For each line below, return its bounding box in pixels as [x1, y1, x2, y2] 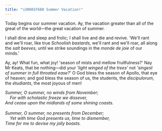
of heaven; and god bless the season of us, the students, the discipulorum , [5, 75, 154, 81]
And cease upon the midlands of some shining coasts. [5, 100, 114, 105]
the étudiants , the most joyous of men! [5, 80, 82, 86]
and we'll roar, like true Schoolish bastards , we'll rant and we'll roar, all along [5, 40, 158, 46]
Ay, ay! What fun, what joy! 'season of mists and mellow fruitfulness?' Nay [5, 59, 152, 65]
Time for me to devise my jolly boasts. [5, 120, 81, 126]
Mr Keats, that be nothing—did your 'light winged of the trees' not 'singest [5, 65, 153, 71]
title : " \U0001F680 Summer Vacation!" [5, 7, 83, 12]
